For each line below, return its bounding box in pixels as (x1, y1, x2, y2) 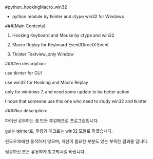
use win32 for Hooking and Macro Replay (5, 80, 89, 85)
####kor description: (5, 108, 48, 113)
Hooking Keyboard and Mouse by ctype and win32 (12, 33, 115, 38)
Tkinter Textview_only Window (12, 51, 74, 57)
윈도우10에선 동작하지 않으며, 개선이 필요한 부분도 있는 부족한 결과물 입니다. (5, 139, 149, 144)
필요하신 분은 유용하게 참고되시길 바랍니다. (5, 149, 86, 155)
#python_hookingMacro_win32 (5, 4, 67, 10)
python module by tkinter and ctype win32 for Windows (12, 14, 124, 19)
